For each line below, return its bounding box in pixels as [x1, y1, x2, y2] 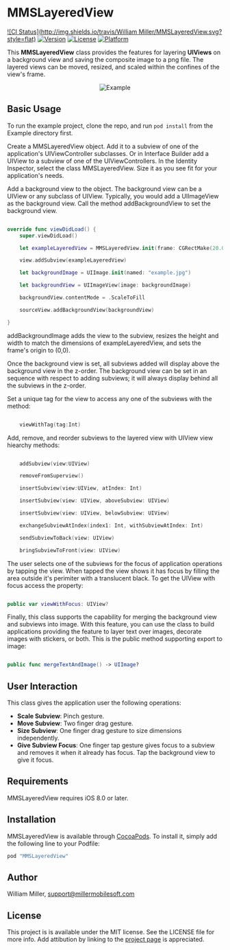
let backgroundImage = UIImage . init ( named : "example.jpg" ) [19, 269, 192, 276]
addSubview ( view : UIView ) [19, 460, 90, 467]
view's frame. [7, 70, 46, 78]
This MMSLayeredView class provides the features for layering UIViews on [7, 48, 221, 56]
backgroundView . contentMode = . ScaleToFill [19, 294, 146, 301]
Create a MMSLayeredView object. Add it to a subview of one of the [7, 142, 199, 150]
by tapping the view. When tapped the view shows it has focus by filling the [7, 567, 220, 575]
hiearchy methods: [7, 441, 60, 449]
